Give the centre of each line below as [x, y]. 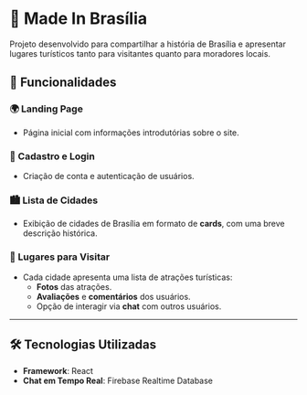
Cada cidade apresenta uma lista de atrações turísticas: [127, 277]
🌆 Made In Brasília [79, 19]
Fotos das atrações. [74, 286]
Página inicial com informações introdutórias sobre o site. [131, 133]
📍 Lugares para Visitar [60, 257]
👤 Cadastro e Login [53, 156]
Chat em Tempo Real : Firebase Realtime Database [117, 381]
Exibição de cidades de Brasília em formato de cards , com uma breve [153, 224]
